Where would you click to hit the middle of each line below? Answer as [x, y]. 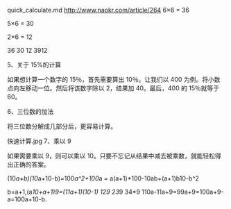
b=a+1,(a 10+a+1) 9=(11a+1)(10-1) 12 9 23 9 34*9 [74, 192]
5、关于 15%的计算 [34, 65]
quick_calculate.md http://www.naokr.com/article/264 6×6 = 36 [98, 10]
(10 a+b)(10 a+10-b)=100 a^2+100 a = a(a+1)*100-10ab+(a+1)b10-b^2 [103, 178]
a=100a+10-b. [27, 199]
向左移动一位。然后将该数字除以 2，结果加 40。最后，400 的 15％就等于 [116, 88]
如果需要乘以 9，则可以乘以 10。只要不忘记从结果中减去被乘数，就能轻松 [111, 156]
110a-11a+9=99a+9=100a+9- [183, 192]
